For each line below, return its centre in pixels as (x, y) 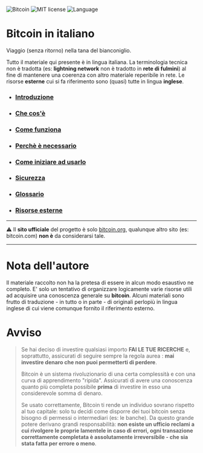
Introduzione (34, 97)
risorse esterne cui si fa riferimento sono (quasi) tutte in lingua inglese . (95, 81)
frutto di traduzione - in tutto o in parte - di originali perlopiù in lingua (92, 301)
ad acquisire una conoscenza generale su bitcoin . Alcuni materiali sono (95, 295)
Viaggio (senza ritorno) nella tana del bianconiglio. (69, 50)
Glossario (29, 194)
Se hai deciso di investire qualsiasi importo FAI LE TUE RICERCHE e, (105, 349)
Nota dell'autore (48, 265)
